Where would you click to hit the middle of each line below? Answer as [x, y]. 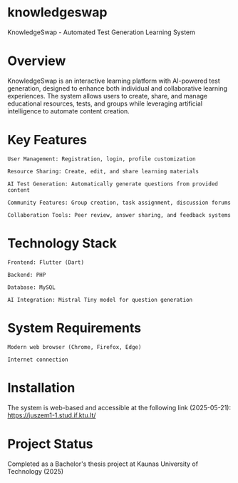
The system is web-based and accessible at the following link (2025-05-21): [119, 407]
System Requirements [74, 328]
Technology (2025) [36, 471]
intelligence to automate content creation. [68, 111]
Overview [37, 61]
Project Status [51, 444]
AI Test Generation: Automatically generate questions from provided [113, 184]
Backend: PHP [27, 275]
